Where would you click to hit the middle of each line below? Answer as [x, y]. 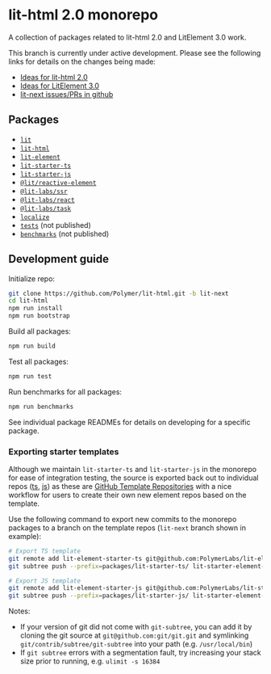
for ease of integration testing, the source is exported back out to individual [133, 478]
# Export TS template [45, 551]
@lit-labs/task [46, 209]
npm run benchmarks [41, 407]
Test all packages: [38, 361]
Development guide [59, 259]
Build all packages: [40, 331]
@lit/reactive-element [58, 183]
